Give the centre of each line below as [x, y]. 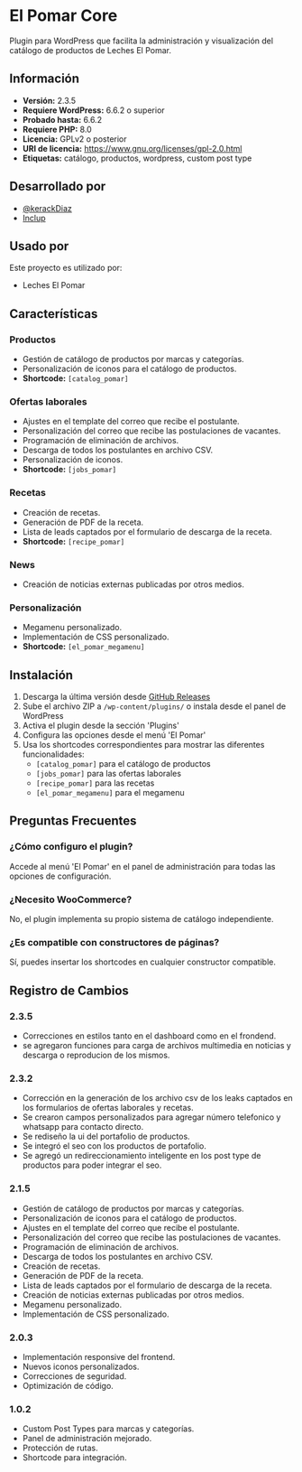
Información [44, 79]
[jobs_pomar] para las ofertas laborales [109, 774]
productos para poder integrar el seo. [92, 1165]
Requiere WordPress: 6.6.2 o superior [93, 110]
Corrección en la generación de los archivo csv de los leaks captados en [157, 1098]
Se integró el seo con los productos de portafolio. [114, 1146]
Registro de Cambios [69, 990]
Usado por [39, 246]
